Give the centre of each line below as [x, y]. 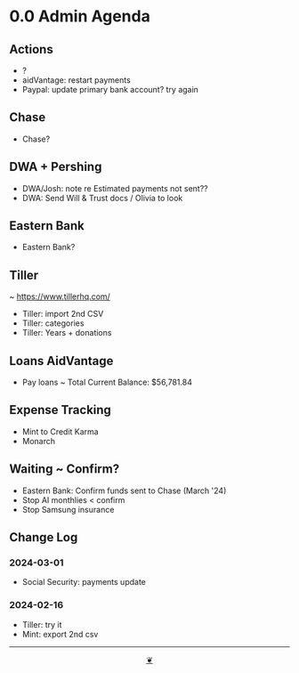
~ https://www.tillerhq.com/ [60, 296]
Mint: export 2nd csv [60, 634]
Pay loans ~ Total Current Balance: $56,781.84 [107, 382]
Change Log [44, 537]
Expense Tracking [60, 410]
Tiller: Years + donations [67, 333]
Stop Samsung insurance [68, 509]
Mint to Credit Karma [61, 431]
